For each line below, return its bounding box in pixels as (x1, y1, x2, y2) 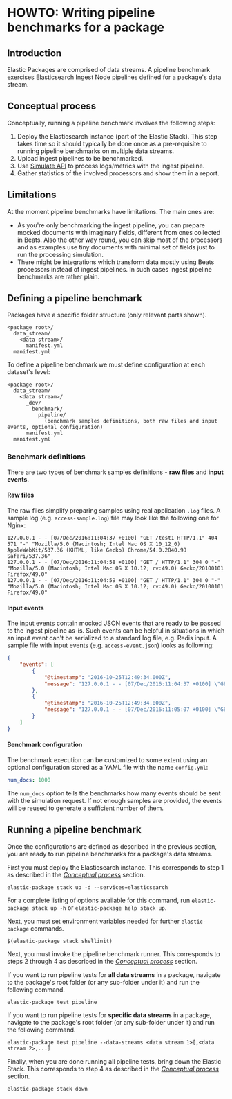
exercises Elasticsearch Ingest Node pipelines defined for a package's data (7, 73, 222, 81)
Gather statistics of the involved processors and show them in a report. (17, 168, 220, 177)
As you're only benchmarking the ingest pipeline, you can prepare (17, 220, 206, 229)
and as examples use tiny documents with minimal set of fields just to (17, 243, 215, 251)
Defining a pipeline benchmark (7, 292, 143, 304)
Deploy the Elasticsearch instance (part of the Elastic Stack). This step (17, 132, 217, 140)
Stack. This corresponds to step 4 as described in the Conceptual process (7, 1064, 220, 1073)
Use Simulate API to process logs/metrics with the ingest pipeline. (17, 161, 205, 170)
